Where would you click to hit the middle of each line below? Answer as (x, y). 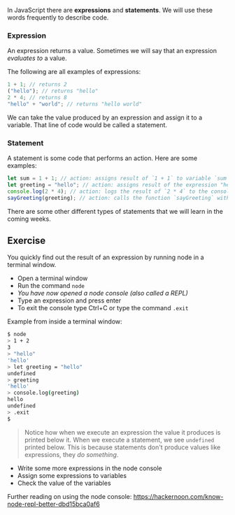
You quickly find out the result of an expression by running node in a (106, 257)
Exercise (27, 240)
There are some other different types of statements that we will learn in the (115, 211)
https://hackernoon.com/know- (178, 496)
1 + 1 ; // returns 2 (37, 85)
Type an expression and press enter (69, 300)
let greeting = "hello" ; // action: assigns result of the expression (112, 184)
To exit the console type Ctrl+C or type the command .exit (103, 308)
